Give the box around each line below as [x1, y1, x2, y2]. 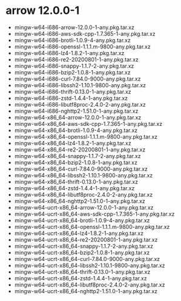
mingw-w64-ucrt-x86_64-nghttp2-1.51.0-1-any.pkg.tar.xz [14, 287, 158, 294]
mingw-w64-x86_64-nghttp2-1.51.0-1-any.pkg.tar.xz [14, 197, 146, 205]
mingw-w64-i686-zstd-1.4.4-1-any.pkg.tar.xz [14, 94, 128, 102]
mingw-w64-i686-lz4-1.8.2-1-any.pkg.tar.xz [14, 49, 125, 56]
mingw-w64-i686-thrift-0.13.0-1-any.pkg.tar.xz [14, 88, 131, 95]
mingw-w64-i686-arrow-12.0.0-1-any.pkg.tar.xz [14, 24, 134, 31]
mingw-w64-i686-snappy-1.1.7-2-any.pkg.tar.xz [14, 62, 134, 70]
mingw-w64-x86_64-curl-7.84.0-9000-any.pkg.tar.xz [14, 165, 148, 173]
